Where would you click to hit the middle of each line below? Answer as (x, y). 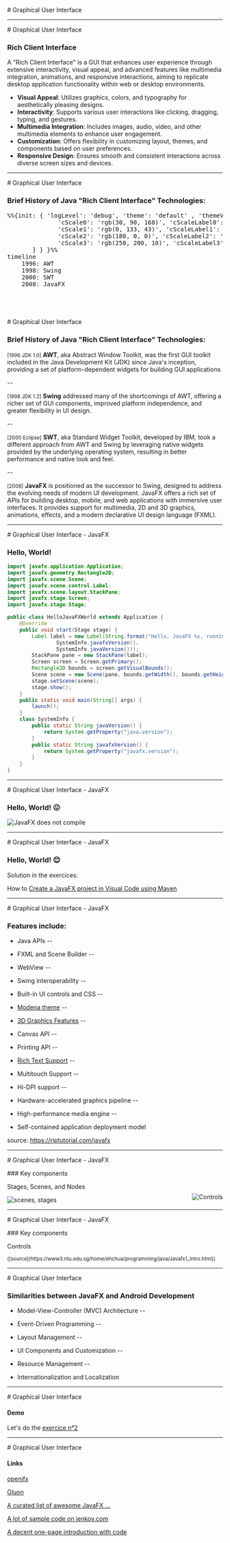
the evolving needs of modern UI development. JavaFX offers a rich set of (112, 493)
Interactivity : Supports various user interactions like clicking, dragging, (118, 112)
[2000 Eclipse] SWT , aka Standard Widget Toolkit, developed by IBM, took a (111, 437)
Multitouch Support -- (48, 1074)
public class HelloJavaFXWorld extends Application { (86, 617)
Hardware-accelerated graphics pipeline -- (78, 1100)
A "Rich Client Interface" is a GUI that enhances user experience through (110, 62)
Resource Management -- (53, 1364)
